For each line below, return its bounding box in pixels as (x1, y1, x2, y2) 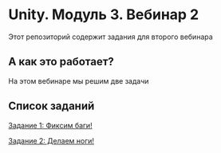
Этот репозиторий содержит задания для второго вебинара (8, 32, 213, 41)
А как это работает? (8, 55, 114, 69)
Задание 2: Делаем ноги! (8, 135, 94, 145)
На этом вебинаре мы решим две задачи (8, 76, 149, 85)
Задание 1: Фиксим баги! (8, 120, 93, 130)
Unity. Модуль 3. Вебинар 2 (8, 6, 199, 24)
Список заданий (8, 100, 95, 113)
